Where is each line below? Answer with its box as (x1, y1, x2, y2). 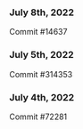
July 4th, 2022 (9, 91, 75, 103)
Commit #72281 (9, 111, 68, 122)
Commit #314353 (9, 69, 73, 79)
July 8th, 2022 (9, 6, 74, 19)
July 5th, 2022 (9, 49, 74, 61)
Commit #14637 (9, 27, 68, 37)
